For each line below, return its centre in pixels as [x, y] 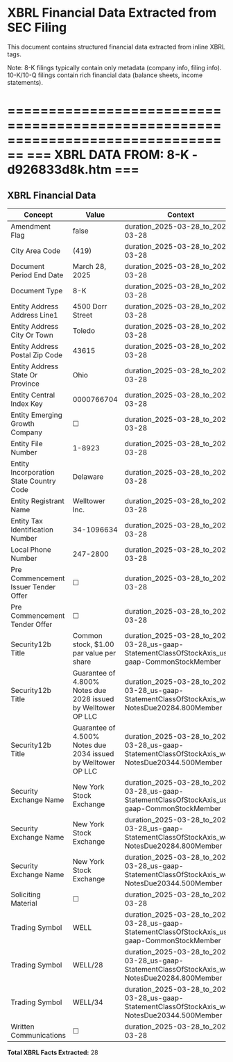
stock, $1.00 [93, 644]
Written [23, 1027]
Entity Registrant [37, 500]
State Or [24, 375]
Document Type [37, 291]
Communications [38, 1035]
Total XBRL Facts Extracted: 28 [53, 1052]
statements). [25, 82]
